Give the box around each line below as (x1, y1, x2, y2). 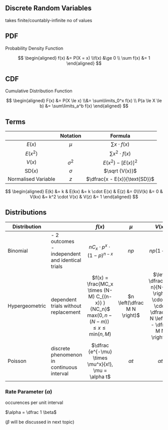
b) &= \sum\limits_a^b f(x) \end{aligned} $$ (39, 103, 128, 109)
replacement (50, 308, 81, 315)
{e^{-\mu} (88, 348, 112, 355)
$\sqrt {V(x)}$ (103, 167, 137, 174)
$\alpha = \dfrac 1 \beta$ (5, 409, 56, 415)
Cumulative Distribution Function (5, 88, 72, 94)
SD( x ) (24, 167, 38, 174)
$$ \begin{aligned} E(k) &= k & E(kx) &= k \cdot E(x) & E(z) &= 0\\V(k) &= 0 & (5, 188, 163, 194)
